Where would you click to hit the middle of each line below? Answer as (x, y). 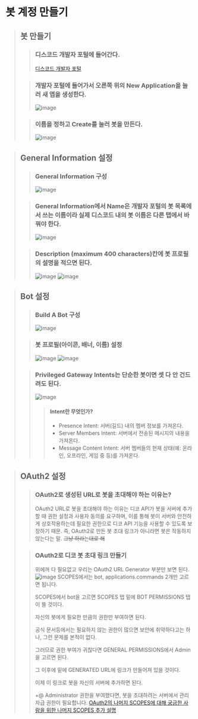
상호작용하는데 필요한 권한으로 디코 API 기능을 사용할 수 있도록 (114, 523)
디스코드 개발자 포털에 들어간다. (77, 54)
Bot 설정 (35, 296)
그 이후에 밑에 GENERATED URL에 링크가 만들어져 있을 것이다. (108, 670)
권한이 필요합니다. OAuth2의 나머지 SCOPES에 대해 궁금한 (114, 703)
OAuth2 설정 (43, 476)
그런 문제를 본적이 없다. (70, 637)
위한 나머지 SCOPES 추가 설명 (81, 710)
